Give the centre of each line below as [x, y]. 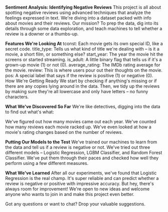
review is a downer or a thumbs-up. [42, 34]
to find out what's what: [30, 112]
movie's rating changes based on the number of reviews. [64, 132]
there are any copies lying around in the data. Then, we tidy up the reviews [82, 86]
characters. [17, 97]
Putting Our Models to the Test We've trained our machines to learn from [81, 142]
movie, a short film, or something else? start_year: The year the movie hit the [84, 54]
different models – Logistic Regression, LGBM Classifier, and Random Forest [84, 153]
